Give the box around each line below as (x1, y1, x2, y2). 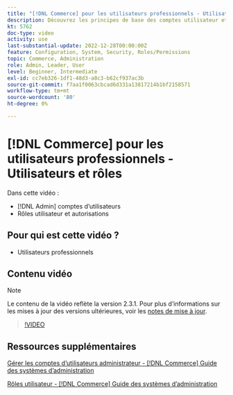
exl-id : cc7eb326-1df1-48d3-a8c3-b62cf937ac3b (7, 74, 144, 82)
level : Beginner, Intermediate (7, 68, 98, 75)
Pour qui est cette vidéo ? (7, 229, 119, 241)
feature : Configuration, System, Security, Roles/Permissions (7, 49, 191, 56)
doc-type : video (7, 29, 54, 37)
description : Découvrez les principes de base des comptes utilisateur (7, 17, 218, 24)
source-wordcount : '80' (7, 94, 76, 101)
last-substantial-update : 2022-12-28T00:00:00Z (7, 42, 148, 49)
